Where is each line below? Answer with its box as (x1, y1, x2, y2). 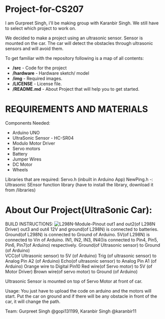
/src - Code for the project (12, 65, 67, 71)
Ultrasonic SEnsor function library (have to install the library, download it (5, 181, 154, 187)
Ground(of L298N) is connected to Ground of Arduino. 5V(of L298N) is (5, 231, 150, 237)
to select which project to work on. (5, 25, 76, 31)
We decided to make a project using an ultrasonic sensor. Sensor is (5, 35, 143, 41)
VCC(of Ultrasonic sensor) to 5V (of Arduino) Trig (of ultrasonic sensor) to (5, 253, 157, 259)
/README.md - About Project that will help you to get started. (12, 86, 140, 92)
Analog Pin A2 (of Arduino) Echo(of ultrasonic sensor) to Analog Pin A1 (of (5, 258, 157, 264)
